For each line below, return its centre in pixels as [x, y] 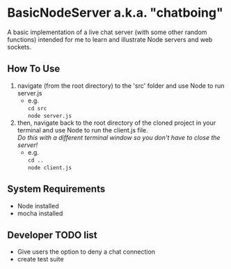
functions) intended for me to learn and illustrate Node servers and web [110, 39]
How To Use [34, 69]
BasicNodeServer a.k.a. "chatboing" [115, 13]
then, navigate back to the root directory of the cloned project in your [117, 123]
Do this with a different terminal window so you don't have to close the [119, 137]
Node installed [38, 206]
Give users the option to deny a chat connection [86, 252]
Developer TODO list [52, 235]
